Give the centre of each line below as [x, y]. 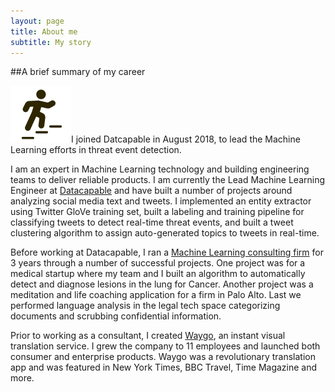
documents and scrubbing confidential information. [116, 316]
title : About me [44, 31]
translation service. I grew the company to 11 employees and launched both [165, 346]
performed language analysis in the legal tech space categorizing [145, 306]
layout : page [37, 21]
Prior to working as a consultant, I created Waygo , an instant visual [148, 336]
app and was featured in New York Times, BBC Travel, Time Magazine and [164, 367]
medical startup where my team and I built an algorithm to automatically [158, 274]
